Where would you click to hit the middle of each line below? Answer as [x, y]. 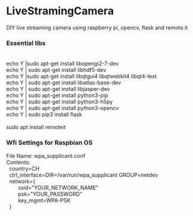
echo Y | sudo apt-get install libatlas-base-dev [64, 83]
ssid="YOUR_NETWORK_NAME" [58, 187]
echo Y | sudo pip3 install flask [44, 114]
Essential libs [26, 43]
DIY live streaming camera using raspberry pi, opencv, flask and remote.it [97, 28]
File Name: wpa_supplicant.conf [46, 156]
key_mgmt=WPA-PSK [44, 200]
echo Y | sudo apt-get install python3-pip [57, 95]
